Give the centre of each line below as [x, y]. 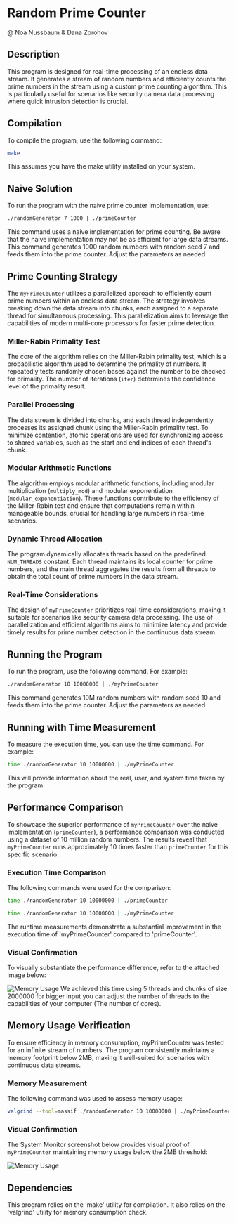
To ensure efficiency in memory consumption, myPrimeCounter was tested [116, 1042]
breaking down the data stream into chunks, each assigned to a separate [113, 308]
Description [33, 54]
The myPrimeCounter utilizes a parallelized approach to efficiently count [110, 293]
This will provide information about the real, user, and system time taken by [116, 778]
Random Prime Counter [77, 13]
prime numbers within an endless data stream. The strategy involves [106, 301]
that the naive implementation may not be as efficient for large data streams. [118, 240]
